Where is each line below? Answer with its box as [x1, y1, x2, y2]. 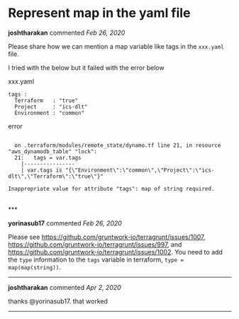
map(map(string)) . [8, 262, 61, 271]
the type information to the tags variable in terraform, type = [8, 255, 184, 264]
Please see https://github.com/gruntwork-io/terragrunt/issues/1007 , [8, 233, 206, 241]
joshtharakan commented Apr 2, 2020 [8, 283, 121, 291]
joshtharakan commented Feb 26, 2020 [8, 28, 126, 37]
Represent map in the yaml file [8, 5, 191, 21]
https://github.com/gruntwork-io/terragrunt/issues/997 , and [8, 240, 182, 249]
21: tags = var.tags [14, 154, 82, 161]
